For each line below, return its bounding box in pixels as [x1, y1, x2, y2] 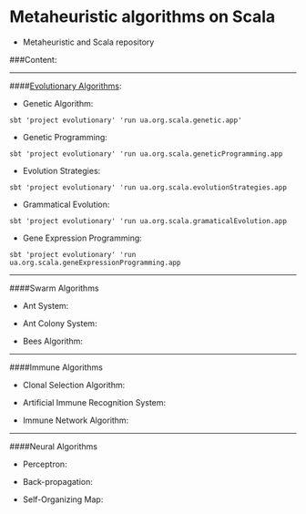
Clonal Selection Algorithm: [22, 379, 126, 390]
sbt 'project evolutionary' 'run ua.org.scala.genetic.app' [9, 116, 243, 125]
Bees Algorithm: [22, 335, 84, 346]
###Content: [9, 54, 57, 65]
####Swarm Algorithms [9, 283, 99, 293]
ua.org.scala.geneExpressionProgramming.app [9, 258, 181, 267]
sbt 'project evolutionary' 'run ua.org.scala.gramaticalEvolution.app [9, 216, 287, 225]
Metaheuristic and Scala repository [22, 36, 155, 47]
